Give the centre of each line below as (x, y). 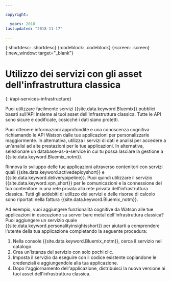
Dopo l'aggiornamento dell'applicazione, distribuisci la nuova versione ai (89, 268)
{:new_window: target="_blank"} (40, 53)
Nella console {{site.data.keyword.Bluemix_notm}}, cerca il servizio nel (87, 241)
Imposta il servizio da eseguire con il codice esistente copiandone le (84, 257)
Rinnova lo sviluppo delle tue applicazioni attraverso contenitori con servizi (84, 167)
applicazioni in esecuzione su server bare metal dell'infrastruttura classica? (85, 215)
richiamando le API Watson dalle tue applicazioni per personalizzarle (77, 135)
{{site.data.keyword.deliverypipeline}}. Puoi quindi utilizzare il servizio (79, 178)
